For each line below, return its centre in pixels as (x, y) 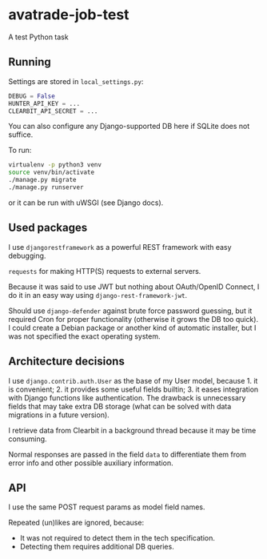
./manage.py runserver (46, 187)
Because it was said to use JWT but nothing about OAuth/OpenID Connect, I (134, 287)
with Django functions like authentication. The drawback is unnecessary (127, 397)
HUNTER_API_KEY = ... (44, 103)
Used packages (48, 228)
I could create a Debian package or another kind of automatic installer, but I (132, 328)
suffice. (21, 135)
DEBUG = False (32, 96)
